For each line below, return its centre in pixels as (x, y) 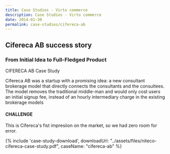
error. (11, 131)
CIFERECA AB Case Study (33, 71)
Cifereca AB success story (48, 45)
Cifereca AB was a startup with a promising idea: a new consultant (75, 80)
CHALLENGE (19, 114)
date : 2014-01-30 (24, 19)
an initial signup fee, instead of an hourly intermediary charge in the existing (85, 97)
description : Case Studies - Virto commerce (53, 15)
